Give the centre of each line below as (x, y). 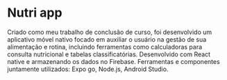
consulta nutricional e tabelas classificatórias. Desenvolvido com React (109, 54)
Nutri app (35, 13)
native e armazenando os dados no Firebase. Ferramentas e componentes (113, 61)
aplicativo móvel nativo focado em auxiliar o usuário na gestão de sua (107, 39)
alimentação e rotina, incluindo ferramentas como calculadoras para (105, 47)
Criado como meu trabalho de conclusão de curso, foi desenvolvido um (110, 32)
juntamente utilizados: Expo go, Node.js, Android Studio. (88, 69)
